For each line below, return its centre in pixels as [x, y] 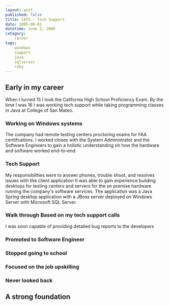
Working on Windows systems [44, 124]
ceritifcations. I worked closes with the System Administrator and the [78, 140]
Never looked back [29, 280]
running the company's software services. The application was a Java [79, 191]
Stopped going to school [36, 253]
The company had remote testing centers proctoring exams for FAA [76, 135]
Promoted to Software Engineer [45, 239]
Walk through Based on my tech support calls [63, 215]
